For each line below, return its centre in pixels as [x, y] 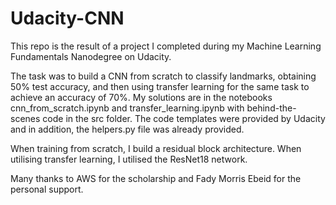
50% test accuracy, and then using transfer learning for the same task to [160, 86]
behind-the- [271, 108]
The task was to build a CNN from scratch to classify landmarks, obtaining [163, 76]
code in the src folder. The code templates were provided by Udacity [184, 118]
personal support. [47, 189]
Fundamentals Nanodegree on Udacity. [91, 56]
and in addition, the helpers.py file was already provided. [127, 129]
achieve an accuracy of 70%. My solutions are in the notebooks [141, 97]
